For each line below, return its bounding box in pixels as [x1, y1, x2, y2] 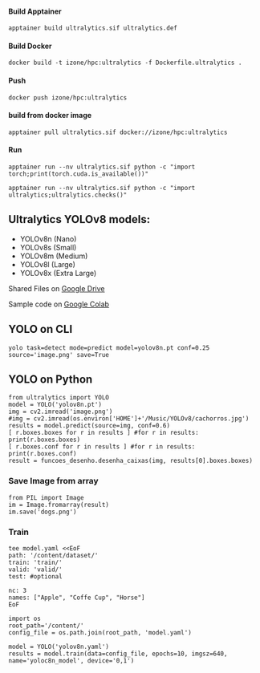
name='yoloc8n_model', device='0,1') [8, 657, 135, 665]
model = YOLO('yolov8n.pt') [8, 401, 103, 409]
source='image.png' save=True [8, 351, 110, 359]
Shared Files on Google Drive [8, 283, 105, 293]
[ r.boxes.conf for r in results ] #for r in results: [8, 443, 196, 451]
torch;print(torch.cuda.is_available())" [8, 170, 149, 178]
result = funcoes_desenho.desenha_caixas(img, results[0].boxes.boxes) [8, 457, 253, 465]
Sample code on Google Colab [8, 299, 110, 309]
